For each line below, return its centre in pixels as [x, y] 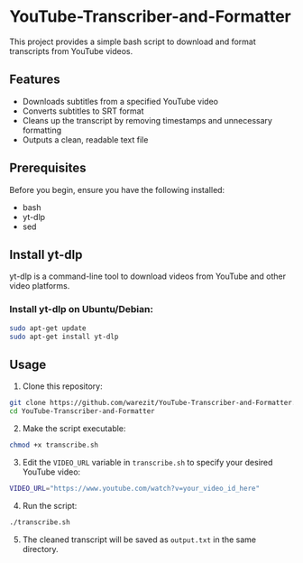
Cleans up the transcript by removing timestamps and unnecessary [147, 120]
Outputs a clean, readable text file [85, 139]
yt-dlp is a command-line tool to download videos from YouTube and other [148, 276]
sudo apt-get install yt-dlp [64, 337]
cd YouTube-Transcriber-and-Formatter [82, 411]
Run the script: [50, 505]
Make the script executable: [74, 428]
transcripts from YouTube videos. [71, 51]
